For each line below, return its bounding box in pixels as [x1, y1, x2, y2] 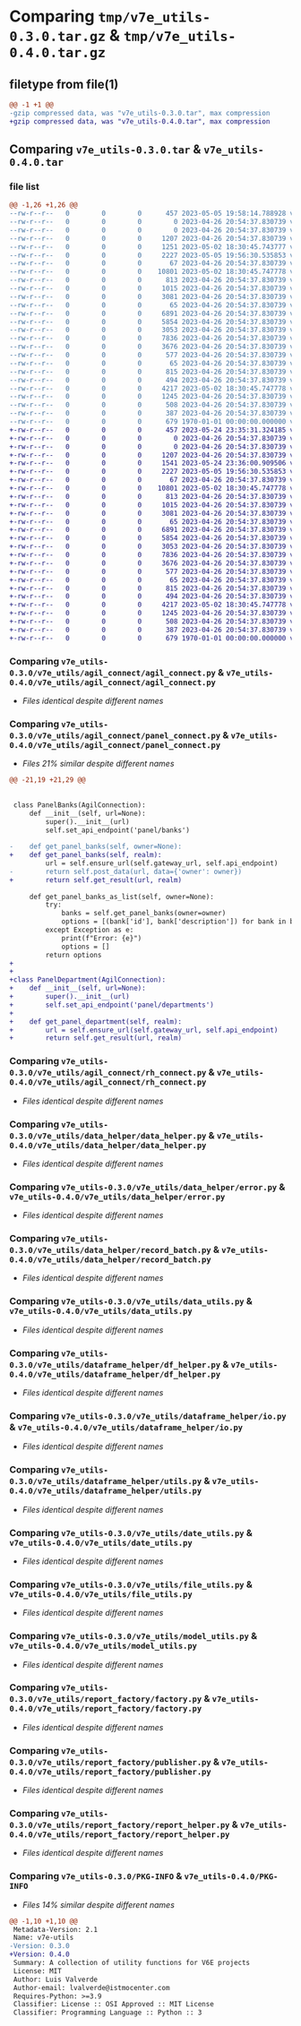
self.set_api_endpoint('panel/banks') [45, 826, 191, 835]
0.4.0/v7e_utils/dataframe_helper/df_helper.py [9, 1369, 221, 1379]
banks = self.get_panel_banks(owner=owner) [61, 909, 227, 918]
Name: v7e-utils [13, 1933, 74, 1943]
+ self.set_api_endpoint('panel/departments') [9, 1000, 215, 1009]
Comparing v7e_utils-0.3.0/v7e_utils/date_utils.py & [9, 1526, 254, 1539]
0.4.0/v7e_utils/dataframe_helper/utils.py [9, 1486, 202, 1497]
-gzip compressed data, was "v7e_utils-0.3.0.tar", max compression [9, 108, 271, 117]
